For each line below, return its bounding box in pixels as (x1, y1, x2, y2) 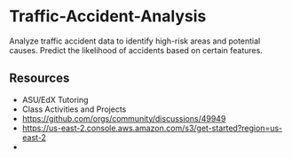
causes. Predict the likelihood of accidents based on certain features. (9, 44, 264, 55)
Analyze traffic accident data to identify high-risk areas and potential (9, 36, 261, 46)
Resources (9, 71, 70, 86)
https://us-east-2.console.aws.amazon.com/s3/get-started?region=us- (21, 122, 283, 133)
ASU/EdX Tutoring (21, 94, 89, 105)
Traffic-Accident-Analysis (9, 6, 207, 27)
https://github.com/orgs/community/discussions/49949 (21, 113, 226, 123)
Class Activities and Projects (21, 104, 127, 115)
